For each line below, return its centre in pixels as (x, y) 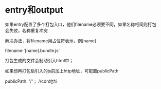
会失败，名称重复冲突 (26, 30)
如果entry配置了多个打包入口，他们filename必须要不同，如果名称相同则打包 (81, 24)
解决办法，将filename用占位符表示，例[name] (51, 41)
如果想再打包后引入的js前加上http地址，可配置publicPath (62, 71)
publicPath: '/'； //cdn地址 (31, 81)
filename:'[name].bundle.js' (32, 50)
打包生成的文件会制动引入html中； (39, 60)
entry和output (34, 10)
